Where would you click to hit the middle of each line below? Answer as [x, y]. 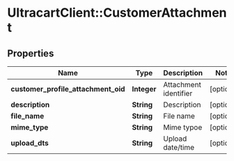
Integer [144, 89]
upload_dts [30, 143]
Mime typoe [183, 127]
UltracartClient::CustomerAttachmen [117, 13]
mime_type [30, 127]
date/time [179, 147]
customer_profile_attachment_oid [68, 89]
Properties [31, 53]
